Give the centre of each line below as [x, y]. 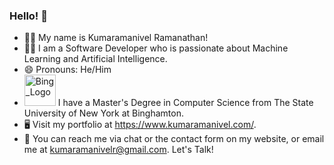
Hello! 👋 [29, 16]
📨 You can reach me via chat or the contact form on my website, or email [174, 139]
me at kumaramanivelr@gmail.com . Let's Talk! [118, 150]
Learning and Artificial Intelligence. [95, 59]
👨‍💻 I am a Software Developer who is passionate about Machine [156, 48]
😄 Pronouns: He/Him [67, 70]
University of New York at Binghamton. [103, 113]
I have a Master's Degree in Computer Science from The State [185, 103]
